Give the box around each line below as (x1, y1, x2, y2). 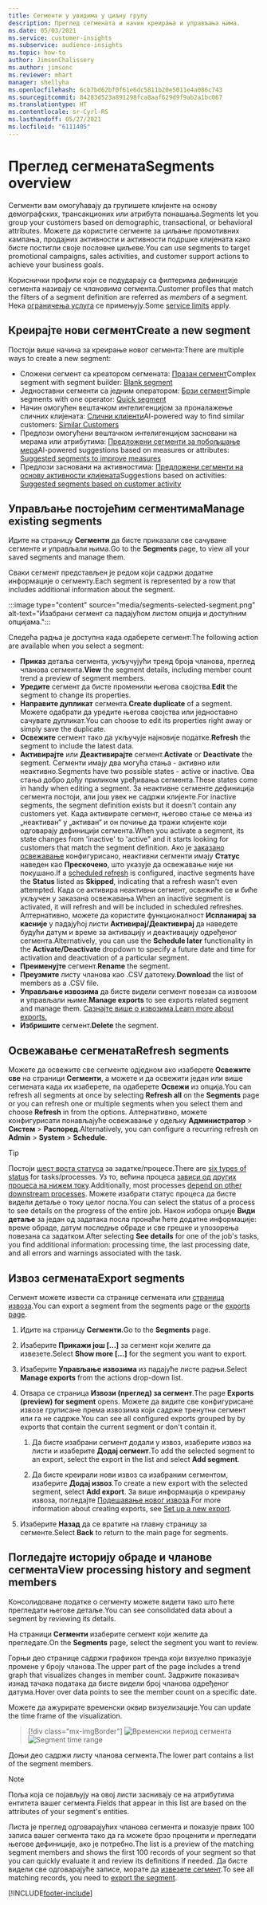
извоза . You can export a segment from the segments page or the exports (8, 1301, 251, 1310)
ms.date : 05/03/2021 (8, 26, 77, 34)
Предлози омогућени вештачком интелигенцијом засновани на (19, 428, 238, 438)
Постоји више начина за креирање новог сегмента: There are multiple (8, 344, 245, 355)
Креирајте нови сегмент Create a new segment (8, 324, 251, 337)
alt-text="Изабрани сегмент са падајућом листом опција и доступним (8, 609, 247, 619)
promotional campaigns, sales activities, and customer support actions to (8, 251, 249, 261)
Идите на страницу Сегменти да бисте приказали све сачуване (8, 536, 227, 545)
